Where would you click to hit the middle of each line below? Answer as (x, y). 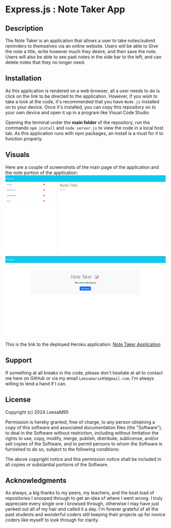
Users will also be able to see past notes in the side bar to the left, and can (83, 57)
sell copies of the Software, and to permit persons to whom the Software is (84, 444)
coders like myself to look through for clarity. (52, 520)
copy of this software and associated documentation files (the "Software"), (84, 427)
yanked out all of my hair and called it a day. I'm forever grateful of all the (82, 509)
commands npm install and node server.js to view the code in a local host (84, 128)
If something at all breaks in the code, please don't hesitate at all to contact (84, 372)
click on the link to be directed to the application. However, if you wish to (81, 96)
